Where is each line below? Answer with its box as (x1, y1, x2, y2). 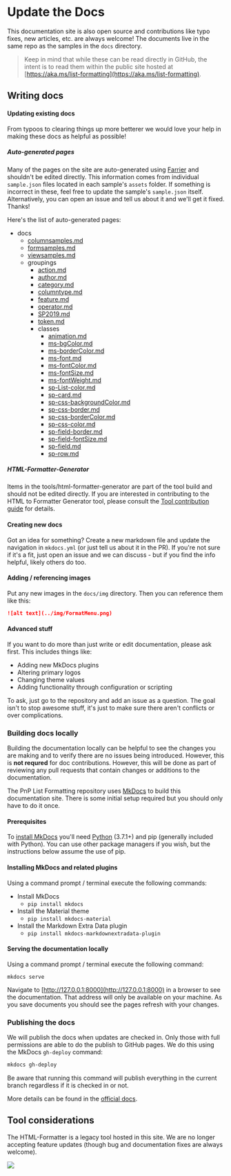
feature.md (37, 295, 70, 303)
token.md (37, 317, 65, 325)
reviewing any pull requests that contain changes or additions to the (7, 766, 200, 775)
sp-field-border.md (48, 427, 103, 436)
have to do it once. (7, 802, 61, 810)
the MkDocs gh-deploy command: (7, 1048, 103, 1056)
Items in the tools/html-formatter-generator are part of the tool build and (7, 482, 212, 491)
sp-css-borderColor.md (48, 412, 116, 421)
